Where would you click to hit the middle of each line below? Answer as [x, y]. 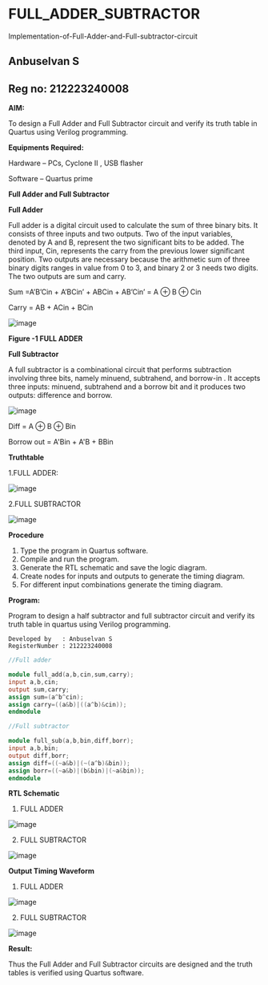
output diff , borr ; [39, 756]
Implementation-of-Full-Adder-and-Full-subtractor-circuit [103, 36]
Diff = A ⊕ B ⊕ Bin [42, 427]
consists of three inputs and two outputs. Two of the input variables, [121, 234]
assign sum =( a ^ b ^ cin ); [46, 697]
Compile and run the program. [70, 559]
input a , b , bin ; [34, 748]
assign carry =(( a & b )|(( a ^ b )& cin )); [68, 704]
